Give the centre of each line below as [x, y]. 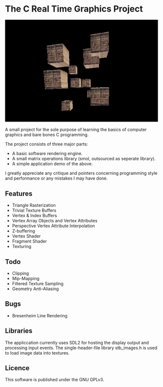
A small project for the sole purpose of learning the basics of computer [76, 130]
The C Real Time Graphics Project [74, 9]
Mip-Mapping [26, 278]
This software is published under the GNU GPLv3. [55, 380]
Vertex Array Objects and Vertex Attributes [55, 221]
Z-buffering [24, 231]
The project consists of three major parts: [47, 144]
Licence [17, 368]
